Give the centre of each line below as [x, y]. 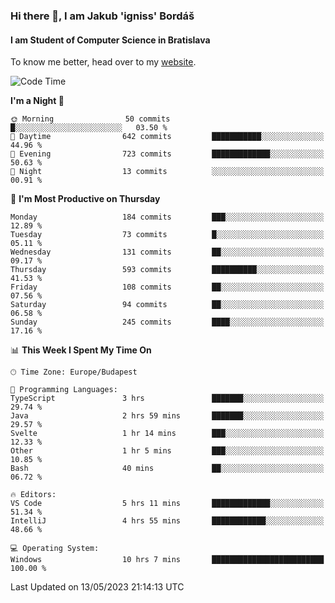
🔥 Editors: [33, 495]
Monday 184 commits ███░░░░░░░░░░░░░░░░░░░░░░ [167, 217]
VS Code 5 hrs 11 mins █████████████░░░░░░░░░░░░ [167, 504]
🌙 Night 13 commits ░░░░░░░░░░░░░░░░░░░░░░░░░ [167, 172]
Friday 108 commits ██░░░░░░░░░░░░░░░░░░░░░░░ [167, 287]
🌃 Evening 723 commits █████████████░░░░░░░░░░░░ [167, 154]
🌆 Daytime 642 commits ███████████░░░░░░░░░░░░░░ [167, 137]
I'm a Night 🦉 [37, 101]
